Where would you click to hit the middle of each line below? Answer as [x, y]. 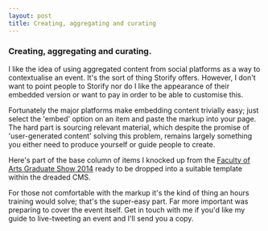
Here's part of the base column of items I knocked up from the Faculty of [130, 160]
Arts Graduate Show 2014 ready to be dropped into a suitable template [126, 168]
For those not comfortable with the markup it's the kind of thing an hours [129, 192]
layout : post [30, 16]
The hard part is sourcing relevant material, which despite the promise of [129, 127]
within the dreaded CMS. [49, 177]
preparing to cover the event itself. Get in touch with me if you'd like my [127, 209]
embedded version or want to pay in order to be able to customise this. [126, 94]
